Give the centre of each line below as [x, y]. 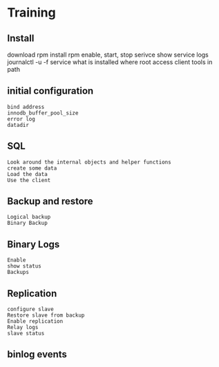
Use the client [29, 180]
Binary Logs [34, 244]
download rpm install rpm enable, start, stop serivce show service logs [108, 54]
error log [21, 119]
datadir [18, 125]
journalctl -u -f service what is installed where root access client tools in [110, 62]
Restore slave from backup [46, 315]
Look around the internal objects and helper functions [89, 162]
